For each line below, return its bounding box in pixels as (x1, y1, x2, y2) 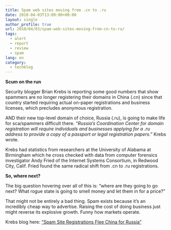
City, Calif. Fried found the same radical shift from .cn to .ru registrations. (5, 163, 159, 169)
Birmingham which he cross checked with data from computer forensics (5, 152, 158, 158)
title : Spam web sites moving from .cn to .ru (5, 7, 106, 13)
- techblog (10, 65, 33, 70)
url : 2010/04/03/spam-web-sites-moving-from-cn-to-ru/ (5, 27, 125, 32)
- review (10, 46, 29, 51)
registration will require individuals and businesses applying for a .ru (5, 126, 150, 132)
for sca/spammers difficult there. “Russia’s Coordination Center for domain (5, 120, 164, 127)
